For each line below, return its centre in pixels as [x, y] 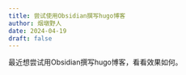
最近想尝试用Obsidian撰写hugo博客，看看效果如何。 [95, 62]
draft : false [30, 38]
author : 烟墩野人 [35, 23]
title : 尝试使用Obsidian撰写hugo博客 [67, 16]
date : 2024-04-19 [38, 31]
